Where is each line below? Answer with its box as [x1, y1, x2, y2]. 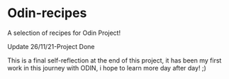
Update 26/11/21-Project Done [7, 42, 95, 51]
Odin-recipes [7, 5, 87, 21]
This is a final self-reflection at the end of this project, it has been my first [7, 56, 222, 65]
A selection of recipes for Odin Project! [7, 28, 121, 37]
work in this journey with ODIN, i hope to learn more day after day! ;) [7, 63, 207, 72]
